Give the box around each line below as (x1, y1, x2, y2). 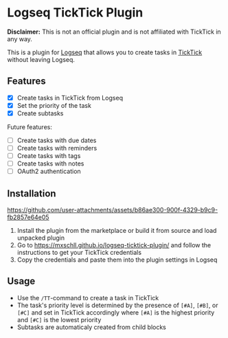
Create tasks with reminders (16, 144, 98, 152)
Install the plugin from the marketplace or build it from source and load (16, 227, 217, 235)
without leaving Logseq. (7, 55, 76, 63)
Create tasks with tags (16, 152, 81, 160)
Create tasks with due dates (16, 136, 97, 144)
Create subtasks (16, 109, 64, 117)
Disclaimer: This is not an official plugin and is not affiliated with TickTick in (7, 27, 221, 36)
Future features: (7, 122, 53, 131)
